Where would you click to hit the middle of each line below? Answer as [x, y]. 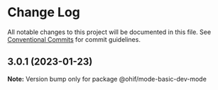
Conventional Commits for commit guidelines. [74, 39]
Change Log [44, 12]
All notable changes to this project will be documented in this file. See [109, 32]
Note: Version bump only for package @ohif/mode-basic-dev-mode [107, 79]
